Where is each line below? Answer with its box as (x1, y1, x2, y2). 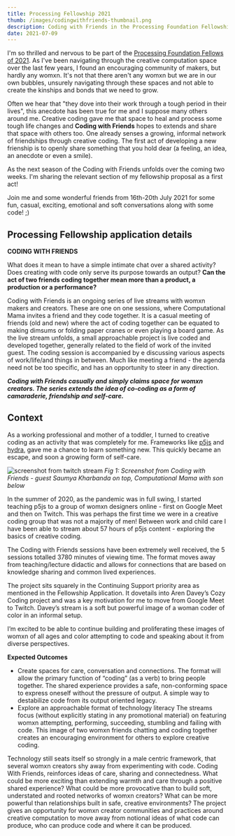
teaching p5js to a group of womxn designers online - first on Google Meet (7, 502, 222, 510)
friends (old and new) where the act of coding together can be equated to (7, 319, 220, 327)
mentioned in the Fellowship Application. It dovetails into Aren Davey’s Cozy (7, 589, 226, 597)
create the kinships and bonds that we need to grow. (7, 86, 159, 94)
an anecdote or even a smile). (7, 152, 93, 160)
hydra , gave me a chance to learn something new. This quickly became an (7, 445, 222, 454)
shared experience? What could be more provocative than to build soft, (7, 784, 212, 792)
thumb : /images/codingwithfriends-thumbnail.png (7, 17, 152, 24)
